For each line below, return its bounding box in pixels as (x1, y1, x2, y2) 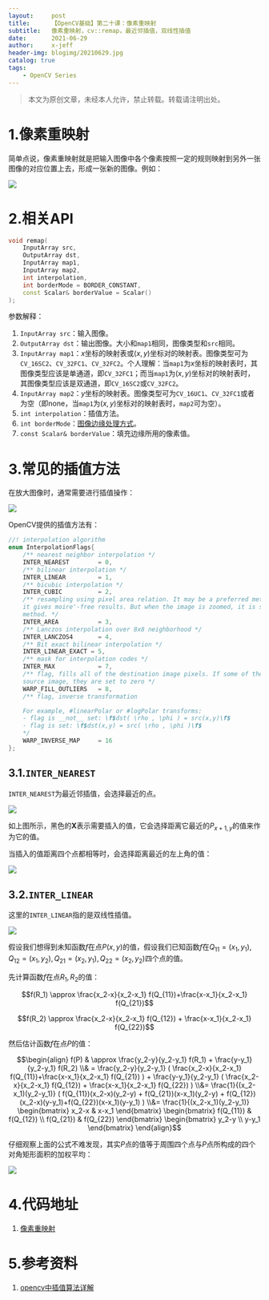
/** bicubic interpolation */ (22, 580, 124, 589)
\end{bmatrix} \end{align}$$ (87, 1123, 182, 1132)
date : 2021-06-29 (8, 34, 88, 42)
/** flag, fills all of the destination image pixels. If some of (22, 670, 249, 678)
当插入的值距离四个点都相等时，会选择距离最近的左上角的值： (8, 849, 212, 858)
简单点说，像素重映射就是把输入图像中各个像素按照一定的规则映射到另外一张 (8, 153, 261, 163)
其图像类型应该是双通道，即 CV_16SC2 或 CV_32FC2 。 (19, 378, 183, 389)
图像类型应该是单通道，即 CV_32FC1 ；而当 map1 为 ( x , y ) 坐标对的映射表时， (19, 369, 255, 378)
